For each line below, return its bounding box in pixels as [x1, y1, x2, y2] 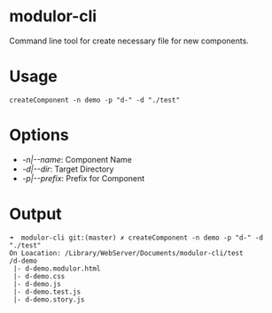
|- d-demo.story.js [12, 294, 86, 304]
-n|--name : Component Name [21, 154, 133, 164]
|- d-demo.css [12, 271, 66, 280]
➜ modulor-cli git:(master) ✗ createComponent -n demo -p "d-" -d [9, 233, 264, 242]
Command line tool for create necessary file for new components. [9, 35, 250, 46]
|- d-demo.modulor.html [12, 263, 101, 273]
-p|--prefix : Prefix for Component [21, 172, 145, 183]
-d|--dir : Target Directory [21, 164, 114, 174]
